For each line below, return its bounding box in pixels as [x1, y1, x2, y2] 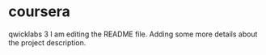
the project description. [8, 37, 87, 47]
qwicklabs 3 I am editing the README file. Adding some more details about [8, 29, 258, 39]
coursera [8, 2, 71, 21]
